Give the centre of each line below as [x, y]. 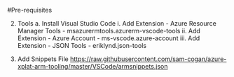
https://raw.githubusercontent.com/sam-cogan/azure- [148, 59]
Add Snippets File [43, 59]
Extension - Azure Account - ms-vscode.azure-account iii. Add [109, 38]
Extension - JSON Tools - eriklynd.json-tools [82, 45]
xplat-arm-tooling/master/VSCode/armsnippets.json [92, 66]
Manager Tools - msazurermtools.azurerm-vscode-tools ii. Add [109, 31]
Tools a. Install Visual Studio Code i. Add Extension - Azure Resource [117, 23]
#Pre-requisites [30, 10]
